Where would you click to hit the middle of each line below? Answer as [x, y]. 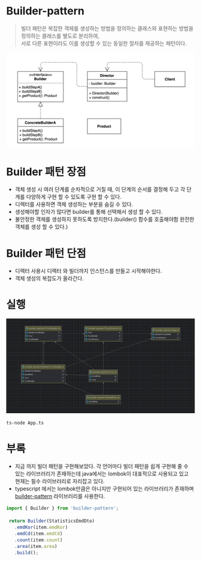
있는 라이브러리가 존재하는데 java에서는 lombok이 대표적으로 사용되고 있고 [102, 474]
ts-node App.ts [25, 423]
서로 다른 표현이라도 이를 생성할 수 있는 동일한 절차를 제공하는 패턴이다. [104, 43]
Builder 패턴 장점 [46, 172]
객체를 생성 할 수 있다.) [41, 227]
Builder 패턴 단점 [46, 253]
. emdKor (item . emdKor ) [41, 527]
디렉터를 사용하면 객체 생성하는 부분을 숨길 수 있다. [74, 204]
